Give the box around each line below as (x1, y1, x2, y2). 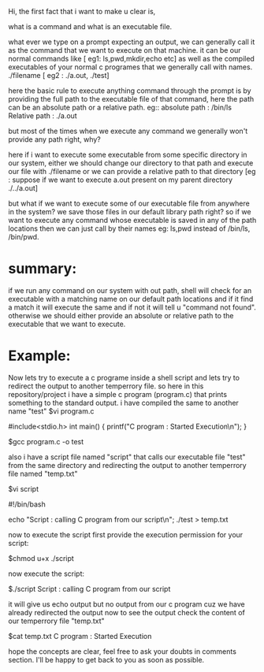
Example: (8, 347, 71, 365)
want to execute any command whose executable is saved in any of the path (8, 216, 257, 225)
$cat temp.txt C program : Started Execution (8, 631, 152, 640)
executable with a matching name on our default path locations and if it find (8, 294, 254, 303)
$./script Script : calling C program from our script (8, 584, 171, 593)
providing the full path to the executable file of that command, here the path (8, 95, 255, 103)
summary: (8, 260, 77, 278)
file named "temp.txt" (8, 469, 78, 478)
